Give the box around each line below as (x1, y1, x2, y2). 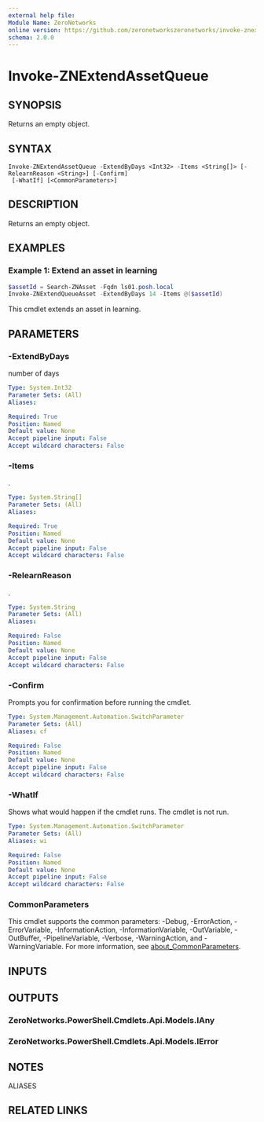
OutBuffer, (8, 933, 42, 943)
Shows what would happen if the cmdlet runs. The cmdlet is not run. (8, 807, 229, 817)
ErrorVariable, (8, 925, 53, 935)
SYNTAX (8, 142, 53, 156)
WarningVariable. (8, 942, 64, 951)
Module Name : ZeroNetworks (8, 19, 97, 27)
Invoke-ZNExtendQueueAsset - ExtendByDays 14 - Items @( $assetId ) (8, 290, 223, 299)
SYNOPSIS (8, 98, 62, 112)
